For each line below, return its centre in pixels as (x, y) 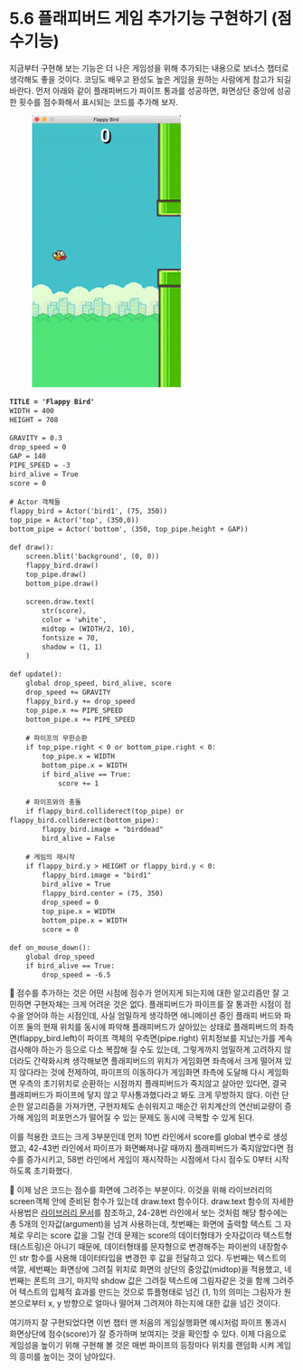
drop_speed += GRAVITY (68, 692)
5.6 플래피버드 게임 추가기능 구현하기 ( (143, 19)
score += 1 (78, 783)
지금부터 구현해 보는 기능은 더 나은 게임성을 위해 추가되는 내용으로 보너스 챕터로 (149, 68)
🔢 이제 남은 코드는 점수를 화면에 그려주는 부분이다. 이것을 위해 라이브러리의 (141, 1190)
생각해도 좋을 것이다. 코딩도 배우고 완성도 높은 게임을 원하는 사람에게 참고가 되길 (151, 79)
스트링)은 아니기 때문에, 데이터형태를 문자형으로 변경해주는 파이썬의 (138, 1246)
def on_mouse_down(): (50, 948)
